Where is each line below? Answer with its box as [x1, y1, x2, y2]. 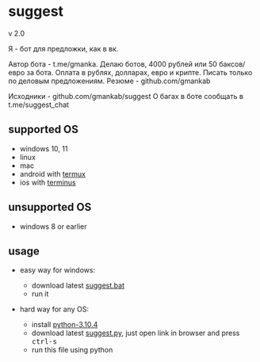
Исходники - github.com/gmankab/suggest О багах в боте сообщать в [8, 91, 244, 101]
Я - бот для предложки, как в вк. [8, 44, 119, 53]
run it [31, 289, 49, 299]
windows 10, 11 [19, 143, 68, 153]
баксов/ [219, 59, 246, 69]
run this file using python [31, 345, 113, 355]
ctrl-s [31, 337, 58, 346]
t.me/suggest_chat [8, 100, 70, 109]
